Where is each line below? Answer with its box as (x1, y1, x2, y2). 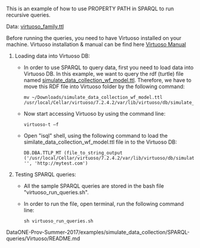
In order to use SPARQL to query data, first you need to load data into (23, 64, 194, 71)
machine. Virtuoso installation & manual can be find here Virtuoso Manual (6, 41, 186, 48)
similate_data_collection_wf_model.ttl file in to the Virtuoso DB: (23, 138, 177, 145)
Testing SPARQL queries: (14, 171, 76, 178)
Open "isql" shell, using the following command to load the (23, 132, 168, 139)
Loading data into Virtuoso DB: (14, 52, 90, 59)
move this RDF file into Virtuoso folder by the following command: (23, 83, 185, 90)
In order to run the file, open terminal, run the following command (23, 200, 185, 207)
